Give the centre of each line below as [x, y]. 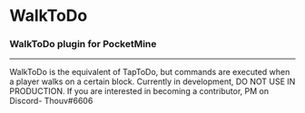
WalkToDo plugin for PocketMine [83, 44]
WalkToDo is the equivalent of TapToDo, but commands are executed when [150, 72]
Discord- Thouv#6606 [51, 101]
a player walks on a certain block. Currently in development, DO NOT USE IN [152, 81]
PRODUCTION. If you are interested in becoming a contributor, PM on [139, 91]
